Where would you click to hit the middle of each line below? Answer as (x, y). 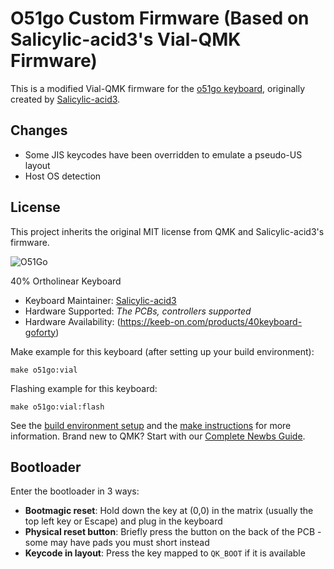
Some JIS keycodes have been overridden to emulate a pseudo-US (163, 154)
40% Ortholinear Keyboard (66, 281)
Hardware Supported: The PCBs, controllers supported (138, 311)
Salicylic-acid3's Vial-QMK (126, 39)
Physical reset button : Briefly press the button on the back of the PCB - (173, 532)
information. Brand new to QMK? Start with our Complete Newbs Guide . (158, 436)
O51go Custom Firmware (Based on (160, 18)
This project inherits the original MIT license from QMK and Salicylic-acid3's (167, 231)
